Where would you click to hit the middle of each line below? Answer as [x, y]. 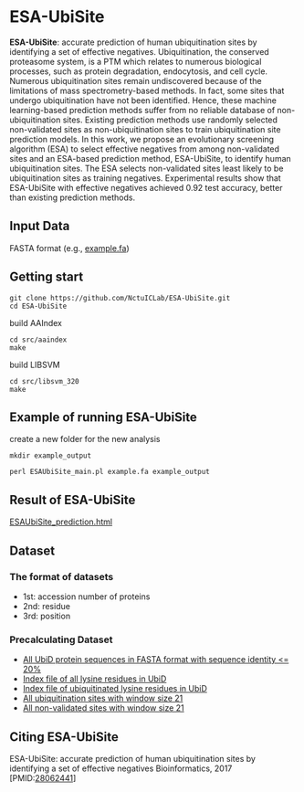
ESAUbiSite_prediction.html [61, 522]
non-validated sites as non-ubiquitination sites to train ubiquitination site [145, 129]
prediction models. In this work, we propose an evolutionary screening [142, 139]
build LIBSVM [35, 364]
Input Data [40, 226]
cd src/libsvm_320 [44, 381]
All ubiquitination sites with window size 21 [103, 698]
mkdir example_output [51, 456]
